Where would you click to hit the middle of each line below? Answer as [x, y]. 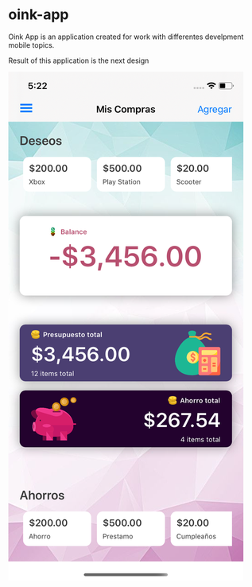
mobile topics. [31, 45]
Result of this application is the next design [79, 60]
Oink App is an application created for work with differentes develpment [126, 37]
